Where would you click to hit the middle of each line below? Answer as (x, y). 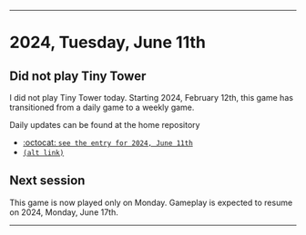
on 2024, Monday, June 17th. (64, 212)
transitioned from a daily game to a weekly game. (102, 107)
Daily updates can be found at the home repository (105, 125)
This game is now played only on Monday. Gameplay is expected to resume (151, 202)
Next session (47, 181)
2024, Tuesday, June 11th (108, 43)
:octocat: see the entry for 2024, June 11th (107, 142)
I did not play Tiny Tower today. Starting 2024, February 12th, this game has (152, 98)
